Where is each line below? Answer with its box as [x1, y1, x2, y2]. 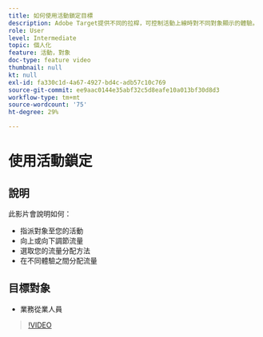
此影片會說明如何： [8, 209, 72, 218]
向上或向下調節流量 [19, 236, 84, 245]
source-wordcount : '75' [8, 101, 88, 109]
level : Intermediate [8, 34, 78, 42]
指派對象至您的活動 [19, 226, 84, 236]
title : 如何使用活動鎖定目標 [8, 11, 94, 20]
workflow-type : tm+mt [8, 93, 81, 101]
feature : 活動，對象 [8, 49, 70, 57]
